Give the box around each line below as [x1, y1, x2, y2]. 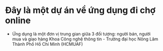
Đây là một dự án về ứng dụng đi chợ [5, 5, 156, 16]
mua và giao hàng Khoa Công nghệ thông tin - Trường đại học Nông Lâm [12, 36, 159, 42]
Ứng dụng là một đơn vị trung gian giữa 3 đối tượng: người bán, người [12, 31, 151, 37]
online [5, 15, 31, 26]
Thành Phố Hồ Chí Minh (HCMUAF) [12, 41, 83, 47]
